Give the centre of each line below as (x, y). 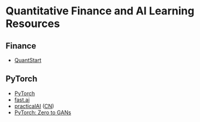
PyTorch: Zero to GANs (43, 112)
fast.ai (22, 99)
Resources (33, 24)
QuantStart (28, 60)
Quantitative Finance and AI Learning (100, 11)
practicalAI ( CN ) (34, 106)
